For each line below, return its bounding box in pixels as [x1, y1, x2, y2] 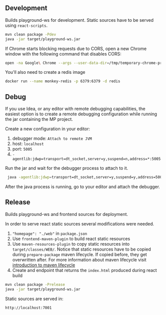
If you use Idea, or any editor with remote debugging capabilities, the [5, 106, 146, 112]
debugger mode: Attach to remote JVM [12, 136, 92, 142]
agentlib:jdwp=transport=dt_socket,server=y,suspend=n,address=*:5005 [12, 157, 161, 161]
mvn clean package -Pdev [5, 32, 56, 37]
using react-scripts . [5, 22, 48, 28]
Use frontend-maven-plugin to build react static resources [12, 235, 130, 242]
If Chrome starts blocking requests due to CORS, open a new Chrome [5, 46, 147, 52]
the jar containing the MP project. [5, 116, 73, 122]
